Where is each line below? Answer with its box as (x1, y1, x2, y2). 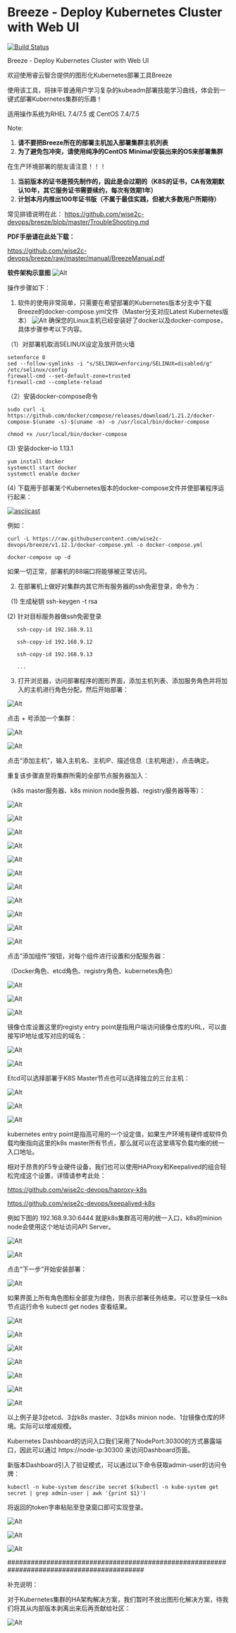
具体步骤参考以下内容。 (17, 325, 86, 333)
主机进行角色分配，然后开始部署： (30, 685, 129, 694)
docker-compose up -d (7, 553, 71, 561)
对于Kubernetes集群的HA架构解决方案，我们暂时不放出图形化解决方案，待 (7, 1595, 223, 1603)
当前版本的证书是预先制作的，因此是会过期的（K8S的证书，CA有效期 (17, 177, 218, 186)
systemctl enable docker (7, 470, 80, 477)
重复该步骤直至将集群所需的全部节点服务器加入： (7, 771, 149, 780)
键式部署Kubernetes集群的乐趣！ (7, 95, 103, 103)
